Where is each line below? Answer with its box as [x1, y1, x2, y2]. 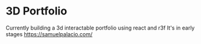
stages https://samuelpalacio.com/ [5, 30, 93, 37]
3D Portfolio [5, 4, 67, 18]
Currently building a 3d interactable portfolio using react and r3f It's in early [5, 24, 195, 31]
